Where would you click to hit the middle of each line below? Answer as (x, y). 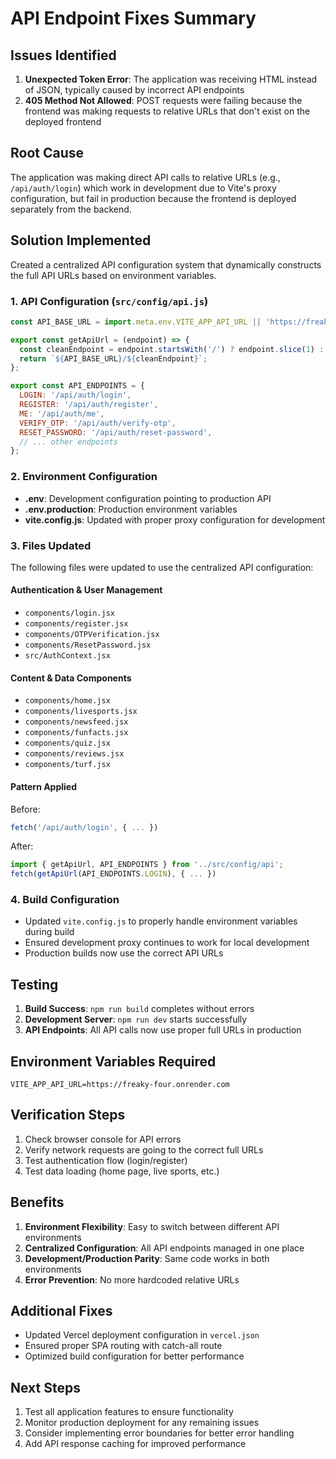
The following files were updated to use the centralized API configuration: (162, 567)
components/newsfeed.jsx (76, 722)
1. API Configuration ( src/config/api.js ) (109, 301)
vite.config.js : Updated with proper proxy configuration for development (175, 519)
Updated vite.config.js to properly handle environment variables (161, 921)
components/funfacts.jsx (76, 733)
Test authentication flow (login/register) (106, 1160)
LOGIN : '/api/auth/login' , (75, 395)
